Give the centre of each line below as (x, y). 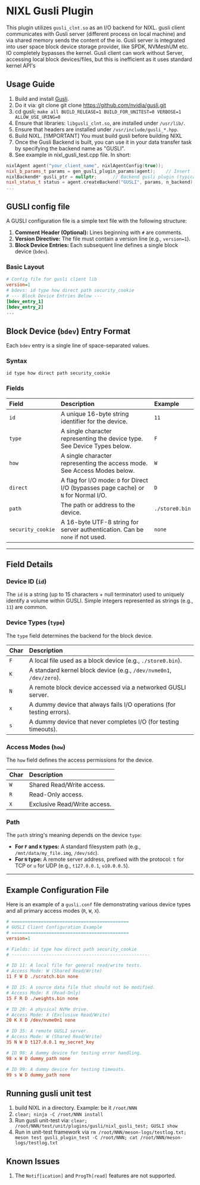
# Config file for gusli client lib (51, 279)
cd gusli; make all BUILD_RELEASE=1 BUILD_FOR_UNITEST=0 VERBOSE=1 (98, 111)
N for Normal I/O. (84, 495)
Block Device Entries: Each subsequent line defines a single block (96, 245)
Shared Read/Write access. (67, 785)
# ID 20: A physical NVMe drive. (48, 1009)
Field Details (30, 564)
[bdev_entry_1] (25, 301)
